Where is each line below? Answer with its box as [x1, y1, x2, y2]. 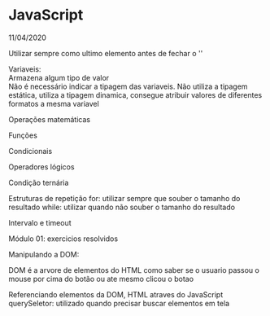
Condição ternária [8, 178, 69, 187]
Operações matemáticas [8, 114, 91, 124]
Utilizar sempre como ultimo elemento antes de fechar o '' [8, 48, 203, 58]
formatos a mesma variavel [8, 99, 99, 108]
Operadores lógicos [8, 161, 75, 172]
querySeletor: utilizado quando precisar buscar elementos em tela [8, 298, 230, 308]
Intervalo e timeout [8, 217, 72, 227]
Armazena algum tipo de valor [8, 72, 110, 82]
